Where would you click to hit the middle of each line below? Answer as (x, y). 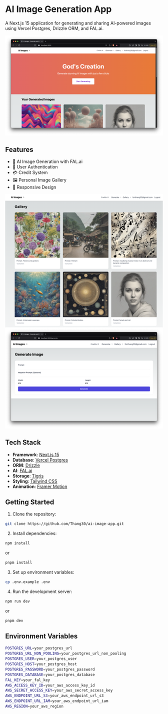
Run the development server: (42, 591)
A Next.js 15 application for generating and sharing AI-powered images (78, 23)
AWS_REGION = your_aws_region (34, 706)
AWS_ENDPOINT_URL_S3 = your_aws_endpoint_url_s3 (54, 696)
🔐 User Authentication (35, 167)
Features (19, 149)
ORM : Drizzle (26, 465)
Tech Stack (23, 443)
